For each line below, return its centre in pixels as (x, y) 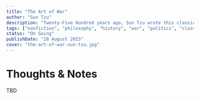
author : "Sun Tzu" (29, 17)
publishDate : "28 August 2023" (45, 39)
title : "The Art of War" (37, 12)
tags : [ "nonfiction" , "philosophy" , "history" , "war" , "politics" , (92, 28)
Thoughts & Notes (52, 74)
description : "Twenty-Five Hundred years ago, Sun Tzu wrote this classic (101, 23)
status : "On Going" (30, 34)
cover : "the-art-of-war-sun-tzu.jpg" (53, 45)
